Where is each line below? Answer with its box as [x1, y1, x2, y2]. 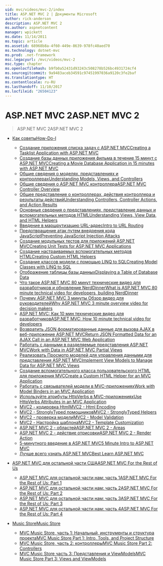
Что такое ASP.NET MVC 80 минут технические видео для [19, 280, 141, 285]
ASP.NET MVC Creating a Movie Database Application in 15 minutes [19, 161, 155, 166]
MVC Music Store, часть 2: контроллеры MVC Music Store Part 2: [19, 540, 152, 546]
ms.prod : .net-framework [5, 52, 56, 58]
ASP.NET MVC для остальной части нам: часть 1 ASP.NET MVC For [19, 475, 157, 481]
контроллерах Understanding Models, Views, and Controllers [19, 176, 143, 182]
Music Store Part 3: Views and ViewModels [19, 556, 106, 562]
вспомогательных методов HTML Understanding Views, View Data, [19, 212, 157, 218]
